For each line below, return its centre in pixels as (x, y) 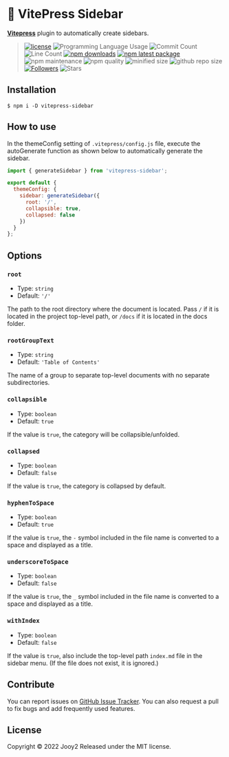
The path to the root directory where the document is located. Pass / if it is (113, 309)
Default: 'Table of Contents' (58, 362)
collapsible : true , (53, 208)
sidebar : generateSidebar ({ (59, 196)
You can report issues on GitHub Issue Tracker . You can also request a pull (113, 701)
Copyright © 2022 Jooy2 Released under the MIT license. (89, 747)
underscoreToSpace (38, 562)
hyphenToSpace (31, 503)
